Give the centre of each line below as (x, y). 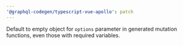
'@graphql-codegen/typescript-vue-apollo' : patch (70, 12)
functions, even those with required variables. (63, 35)
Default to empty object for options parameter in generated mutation (92, 29)
